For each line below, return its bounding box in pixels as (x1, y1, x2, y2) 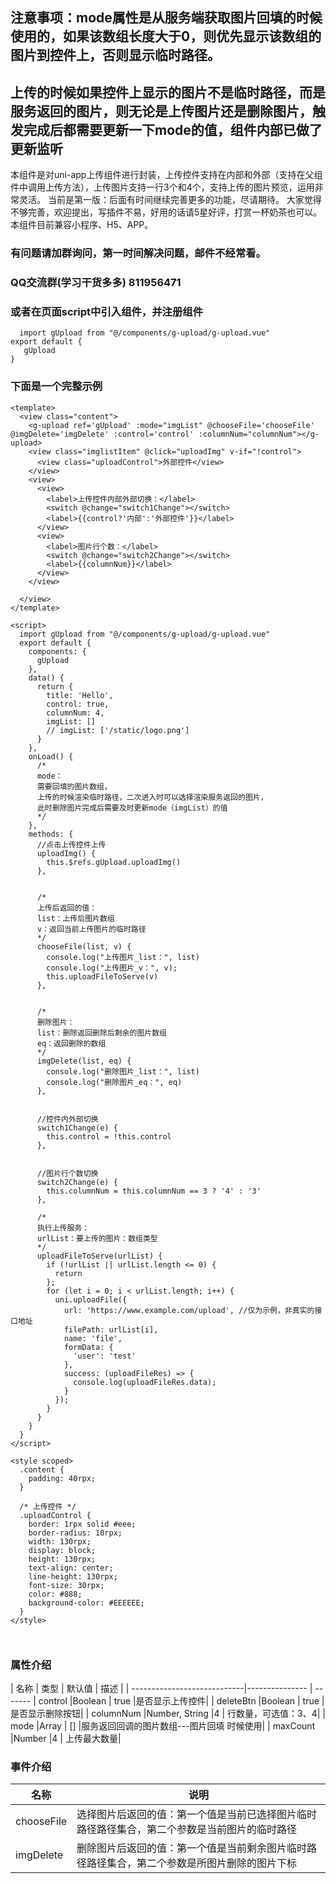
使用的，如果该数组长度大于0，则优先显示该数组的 (10, 28, 322, 45)
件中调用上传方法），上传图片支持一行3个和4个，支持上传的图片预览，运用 (10, 181, 315, 193)
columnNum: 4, (46, 708, 105, 718)
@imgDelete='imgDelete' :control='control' (10, 429, 195, 439)
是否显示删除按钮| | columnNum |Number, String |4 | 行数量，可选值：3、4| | (10, 1707, 326, 1719)
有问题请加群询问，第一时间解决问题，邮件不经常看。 (10, 246, 267, 260)
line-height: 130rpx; (28, 1571, 118, 1582)
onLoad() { (28, 751, 74, 762)
